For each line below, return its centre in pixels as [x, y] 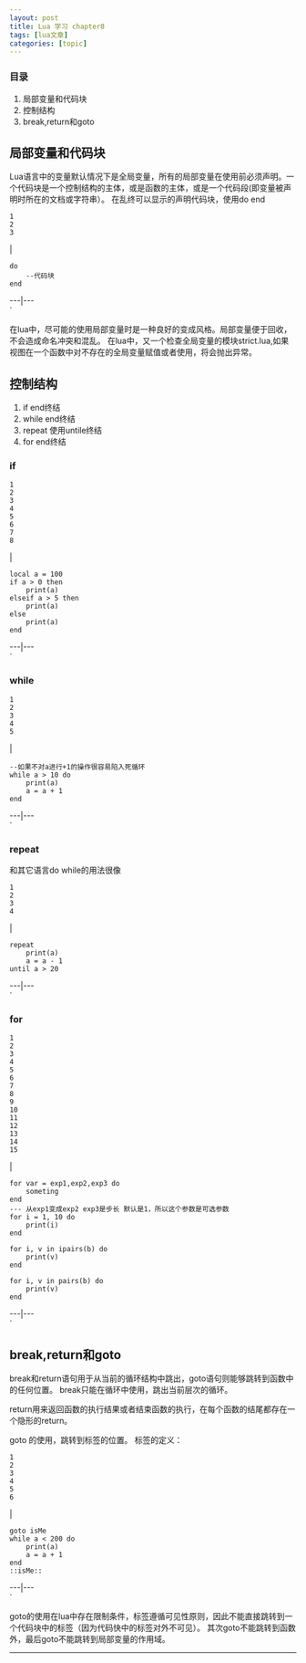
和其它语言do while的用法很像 [65, 870]
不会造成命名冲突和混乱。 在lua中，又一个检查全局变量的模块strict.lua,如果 [149, 341]
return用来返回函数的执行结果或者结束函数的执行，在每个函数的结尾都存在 [148, 1409]
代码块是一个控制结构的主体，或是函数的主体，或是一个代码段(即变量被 [150, 188]
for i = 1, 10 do [42, 1218]
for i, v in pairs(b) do [56, 1281]
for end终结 [44, 442]
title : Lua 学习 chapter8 [57, 26]
